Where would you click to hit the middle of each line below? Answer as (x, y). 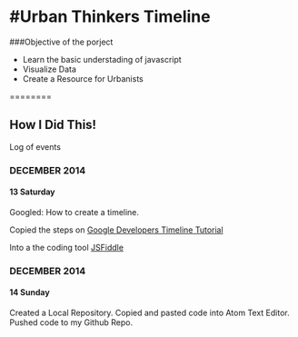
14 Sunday (30, 292)
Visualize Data (50, 69)
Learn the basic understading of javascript (102, 59)
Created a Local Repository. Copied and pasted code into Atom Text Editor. (150, 312)
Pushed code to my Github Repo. (71, 322)
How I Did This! (53, 125)
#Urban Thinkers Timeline (110, 17)
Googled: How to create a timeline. (74, 212)
